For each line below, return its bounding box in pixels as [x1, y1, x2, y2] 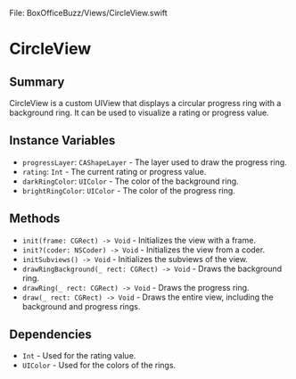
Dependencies [9, 327, 92, 342]
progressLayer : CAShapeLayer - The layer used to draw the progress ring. [21, 156, 287, 168]
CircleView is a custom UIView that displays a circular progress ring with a [9, 98, 282, 108]
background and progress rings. [21, 301, 141, 311]
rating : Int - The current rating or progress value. [21, 166, 207, 177]
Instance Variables [9, 133, 116, 148]
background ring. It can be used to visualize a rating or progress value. [9, 107, 269, 118]
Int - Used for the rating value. [21, 350, 136, 361]
